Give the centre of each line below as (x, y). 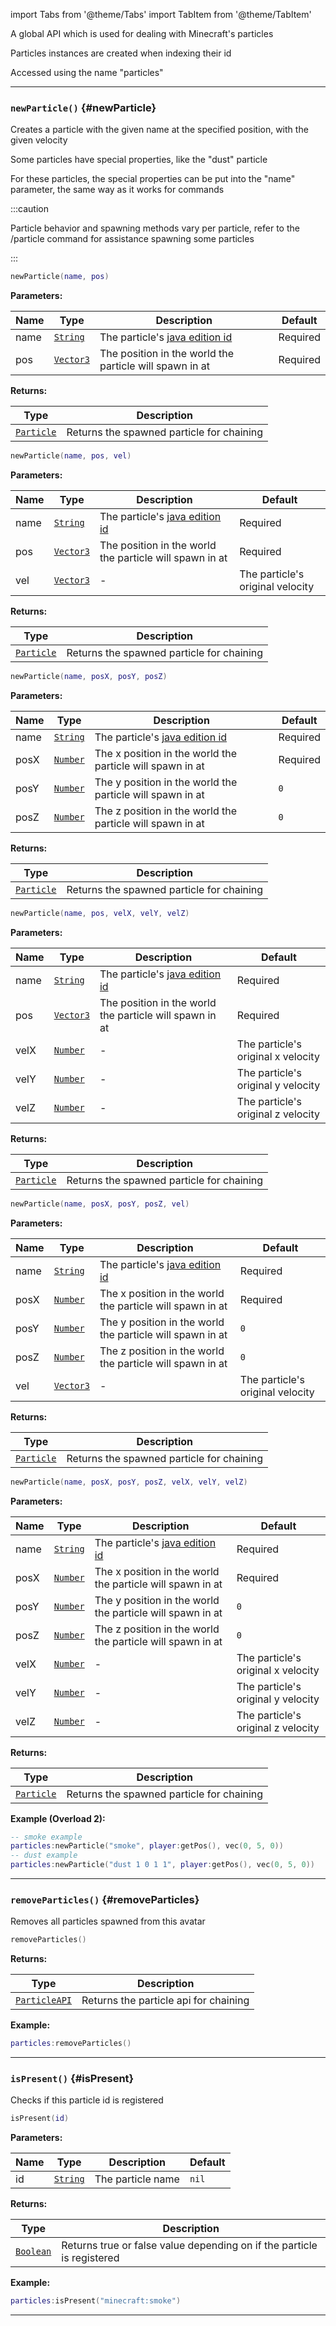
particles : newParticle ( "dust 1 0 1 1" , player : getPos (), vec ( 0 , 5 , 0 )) (163, 1865)
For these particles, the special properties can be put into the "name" (153, 179)
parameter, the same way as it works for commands (117, 190)
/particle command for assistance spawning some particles (132, 239)
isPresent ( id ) (40, 2119)
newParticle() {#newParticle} (83, 107)
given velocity (39, 140)
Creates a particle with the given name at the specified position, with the (159, 130)
